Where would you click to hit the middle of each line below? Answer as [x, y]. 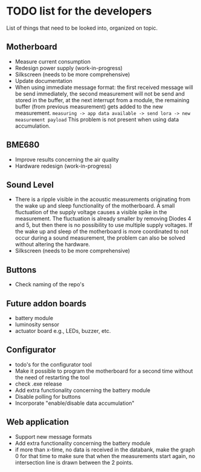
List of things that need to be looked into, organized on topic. [82, 28]
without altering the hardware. [53, 244]
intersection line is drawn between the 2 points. [74, 462]
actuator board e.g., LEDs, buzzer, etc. [63, 331]
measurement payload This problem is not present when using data [97, 119]
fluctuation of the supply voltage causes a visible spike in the [91, 212]
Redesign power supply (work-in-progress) [69, 68]
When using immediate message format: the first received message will [104, 87]
